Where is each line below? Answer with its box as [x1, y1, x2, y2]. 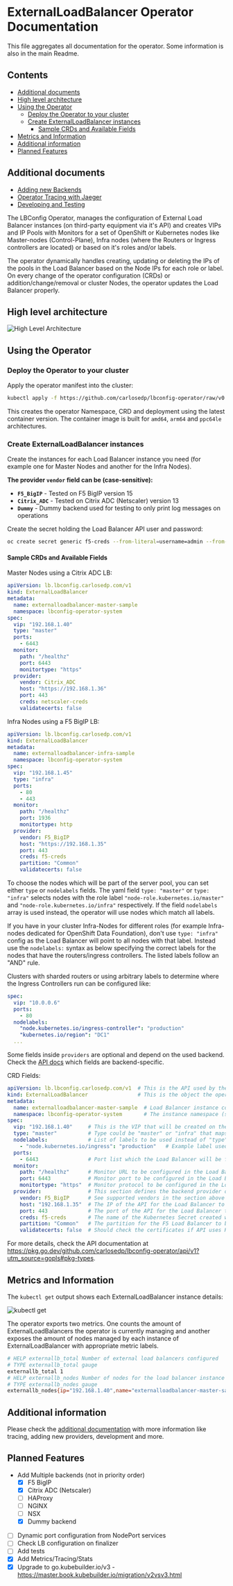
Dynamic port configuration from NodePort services [17, 1531, 166, 1539]
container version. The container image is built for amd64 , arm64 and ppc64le [7, 414, 222, 423]
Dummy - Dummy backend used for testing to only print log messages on [17, 504, 221, 512]
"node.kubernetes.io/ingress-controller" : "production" [19, 1025, 185, 1032]
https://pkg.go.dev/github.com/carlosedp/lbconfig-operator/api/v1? [7, 1247, 200, 1255]
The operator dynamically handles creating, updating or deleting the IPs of [7, 256, 220, 264]
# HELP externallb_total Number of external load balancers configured [7, 1355, 218, 1362]
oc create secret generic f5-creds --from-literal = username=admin [7, 539, 203, 546]
